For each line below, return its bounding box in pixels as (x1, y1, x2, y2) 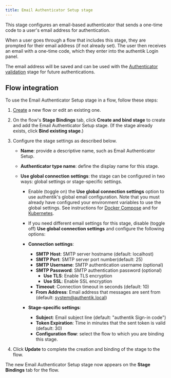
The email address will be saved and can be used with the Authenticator (5, 63, 158, 69)
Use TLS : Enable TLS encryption (43, 273, 112, 279)
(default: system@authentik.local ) (35, 294, 107, 301)
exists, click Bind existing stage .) (12, 128, 84, 134)
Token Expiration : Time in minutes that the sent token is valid (35, 320, 166, 326)
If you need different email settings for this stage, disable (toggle (28, 220, 165, 226)
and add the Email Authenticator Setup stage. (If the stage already (12, 123, 153, 129)
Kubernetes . (28, 210, 54, 216)
